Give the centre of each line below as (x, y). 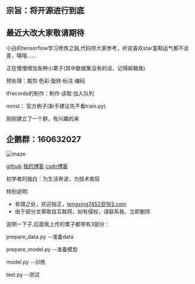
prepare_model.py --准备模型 (42, 250)
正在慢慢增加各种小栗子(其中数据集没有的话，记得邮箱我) (76, 68)
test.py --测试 (23, 274)
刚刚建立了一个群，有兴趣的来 (43, 119)
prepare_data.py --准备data (40, 237)
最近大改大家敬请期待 (45, 32)
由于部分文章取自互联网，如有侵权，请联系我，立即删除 (82, 212)
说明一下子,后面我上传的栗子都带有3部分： (58, 224)
